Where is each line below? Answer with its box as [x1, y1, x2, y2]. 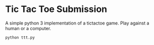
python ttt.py [5, 35, 35, 40]
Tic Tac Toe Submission [5, 3, 108, 15]
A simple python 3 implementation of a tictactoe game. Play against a [5, 20, 149, 26]
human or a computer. [5, 25, 52, 31]
